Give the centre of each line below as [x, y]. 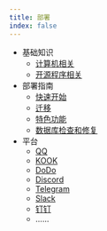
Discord [50, 179]
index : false [33, 26]
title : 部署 [30, 17]
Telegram [53, 188]
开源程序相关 [58, 74]
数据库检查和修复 [66, 130]
